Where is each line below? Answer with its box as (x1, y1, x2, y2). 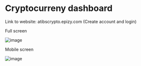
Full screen (5, 28, 27, 33)
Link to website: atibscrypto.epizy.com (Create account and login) (5, 19, 137, 24)
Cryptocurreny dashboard (5, 3, 113, 14)
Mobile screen (5, 46, 34, 52)
